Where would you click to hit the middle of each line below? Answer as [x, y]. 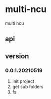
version [17, 56]
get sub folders [28, 87]
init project [23, 81]
